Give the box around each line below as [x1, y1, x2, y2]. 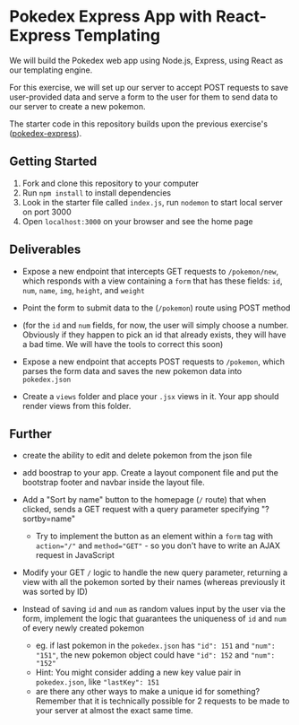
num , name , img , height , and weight [21, 284, 145, 295]
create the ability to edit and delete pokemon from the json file [21, 450, 252, 461]
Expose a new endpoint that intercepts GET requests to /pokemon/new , [21, 266, 279, 276]
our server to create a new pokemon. [9, 100, 146, 111]
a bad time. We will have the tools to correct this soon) [21, 338, 224, 349]
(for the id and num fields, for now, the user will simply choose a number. [21, 319, 289, 330]
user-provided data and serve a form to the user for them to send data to [9, 92, 278, 102]
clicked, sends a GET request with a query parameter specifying [21, 504, 260, 515]
